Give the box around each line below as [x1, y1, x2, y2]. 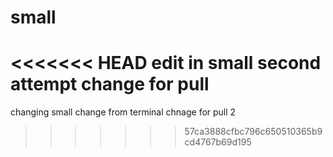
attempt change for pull [10, 73, 210, 96]
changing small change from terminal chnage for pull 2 [10, 106, 237, 118]
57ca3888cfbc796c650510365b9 [184, 126, 323, 138]
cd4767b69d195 [184, 136, 252, 148]
